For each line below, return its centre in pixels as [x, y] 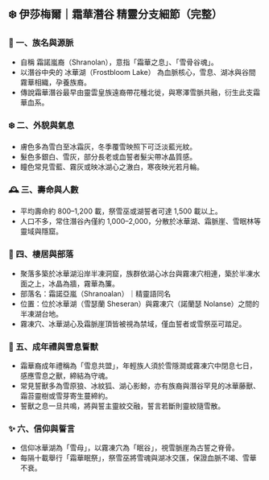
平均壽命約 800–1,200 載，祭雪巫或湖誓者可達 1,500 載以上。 [121, 211]
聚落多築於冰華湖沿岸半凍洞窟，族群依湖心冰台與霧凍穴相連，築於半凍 [137, 273]
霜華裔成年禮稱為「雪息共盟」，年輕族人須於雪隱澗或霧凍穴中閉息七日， [138, 366]
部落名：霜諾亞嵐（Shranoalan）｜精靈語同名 [95, 293]
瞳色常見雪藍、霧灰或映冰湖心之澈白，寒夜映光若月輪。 [112, 167]
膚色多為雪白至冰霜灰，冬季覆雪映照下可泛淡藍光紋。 [108, 147]
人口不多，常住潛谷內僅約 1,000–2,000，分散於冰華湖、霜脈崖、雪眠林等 [141, 221]
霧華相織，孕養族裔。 [55, 82]
